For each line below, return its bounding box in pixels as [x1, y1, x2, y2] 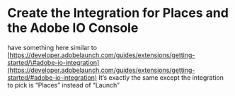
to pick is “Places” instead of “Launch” [7, 80, 120, 89]
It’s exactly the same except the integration [98, 73, 224, 82]
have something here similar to [7, 43, 98, 52]
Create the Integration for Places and [7, 5, 229, 21]
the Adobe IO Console [7, 20, 139, 36]
